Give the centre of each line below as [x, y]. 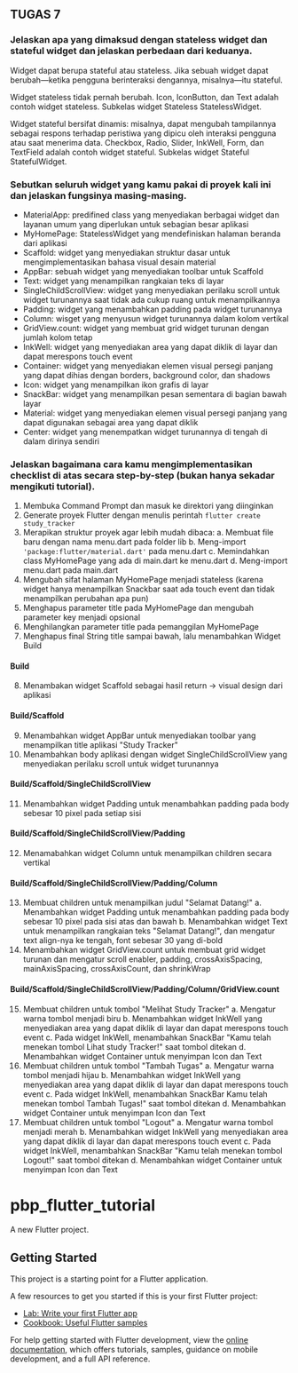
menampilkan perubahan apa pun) [86, 599]
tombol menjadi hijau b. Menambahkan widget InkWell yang [132, 1075]
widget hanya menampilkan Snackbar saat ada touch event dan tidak [149, 589]
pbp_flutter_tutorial [83, 1205]
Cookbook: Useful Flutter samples [85, 1323]
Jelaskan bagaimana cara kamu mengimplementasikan [131, 464]
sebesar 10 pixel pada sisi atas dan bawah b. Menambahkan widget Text [155, 922]
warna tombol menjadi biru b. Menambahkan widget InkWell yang [142, 1018]
